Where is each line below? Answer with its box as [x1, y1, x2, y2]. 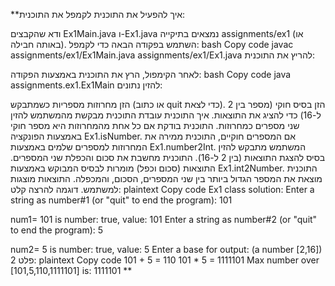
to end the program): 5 [10, 224, 104, 236]
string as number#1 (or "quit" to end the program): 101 [10, 194, 233, 206]
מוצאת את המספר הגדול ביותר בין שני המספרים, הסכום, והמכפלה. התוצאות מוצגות [10, 173, 323, 184]
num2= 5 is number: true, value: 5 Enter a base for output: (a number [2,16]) [10, 244, 323, 255]
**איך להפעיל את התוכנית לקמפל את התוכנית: [10, 9, 186, 20]
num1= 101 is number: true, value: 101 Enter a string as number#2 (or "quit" [10, 214, 318, 225]
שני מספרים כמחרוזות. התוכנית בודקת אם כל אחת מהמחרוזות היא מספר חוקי [10, 120, 300, 131]
